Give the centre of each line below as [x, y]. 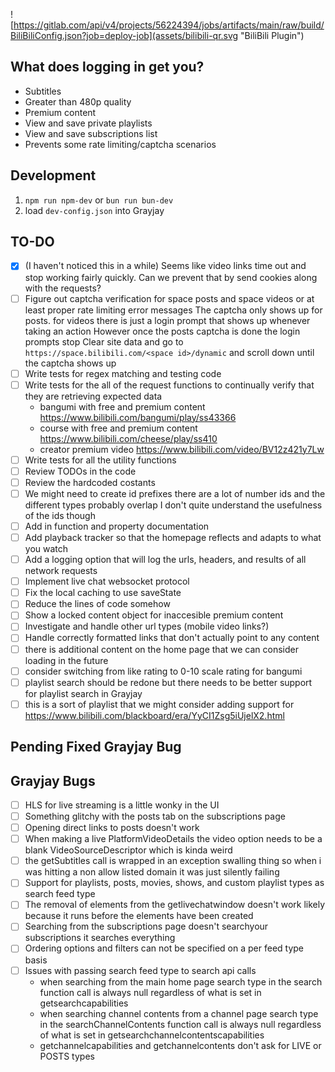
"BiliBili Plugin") [272, 35]
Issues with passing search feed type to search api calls [140, 970]
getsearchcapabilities [84, 1003]
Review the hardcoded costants [90, 482]
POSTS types [67, 1056]
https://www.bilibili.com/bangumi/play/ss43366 [138, 417]
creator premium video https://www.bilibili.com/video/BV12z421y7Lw [182, 449]
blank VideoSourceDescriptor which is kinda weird [128, 850]
